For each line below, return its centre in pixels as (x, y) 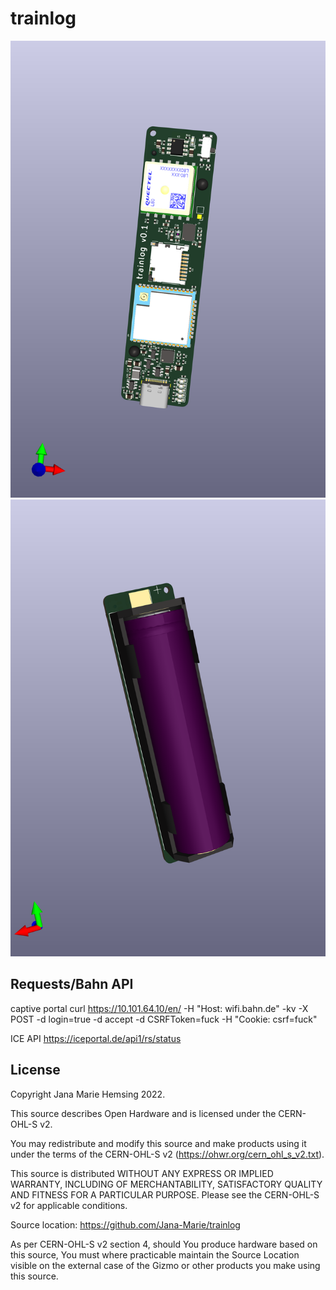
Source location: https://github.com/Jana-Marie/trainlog (125, 1224)
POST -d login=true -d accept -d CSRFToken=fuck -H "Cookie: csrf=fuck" (164, 1019)
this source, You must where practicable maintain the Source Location (155, 1254)
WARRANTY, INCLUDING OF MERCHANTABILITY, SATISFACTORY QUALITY (166, 1184)
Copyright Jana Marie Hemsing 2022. (88, 1094)
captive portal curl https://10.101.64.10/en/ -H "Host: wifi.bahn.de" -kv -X (159, 1008)
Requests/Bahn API (72, 984)
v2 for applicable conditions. (69, 1205)
